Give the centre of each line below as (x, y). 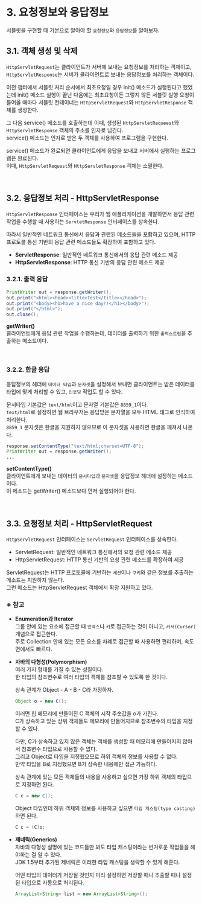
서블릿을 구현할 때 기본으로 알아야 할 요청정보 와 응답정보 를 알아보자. (83, 30)
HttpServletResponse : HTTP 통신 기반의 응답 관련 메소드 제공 (90, 262)
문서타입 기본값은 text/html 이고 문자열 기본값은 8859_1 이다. (77, 404)
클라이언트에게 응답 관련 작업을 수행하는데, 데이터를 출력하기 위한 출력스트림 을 (96, 333)
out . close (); (23, 314)
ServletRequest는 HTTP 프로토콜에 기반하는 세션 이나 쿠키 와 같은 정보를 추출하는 (100, 572)
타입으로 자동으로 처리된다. (53, 882)
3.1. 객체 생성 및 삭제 (42, 51)
